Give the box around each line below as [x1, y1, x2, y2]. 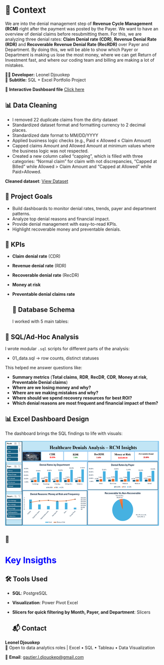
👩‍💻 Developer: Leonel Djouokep [5, 71, 70, 77]
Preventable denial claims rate [12, 291, 75, 297]
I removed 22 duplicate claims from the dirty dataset [12, 117, 118, 122]
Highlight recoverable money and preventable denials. [12, 226, 121, 232]
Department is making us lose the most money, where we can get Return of [5, 51, 157, 58]
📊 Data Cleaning [5, 101, 57, 110]
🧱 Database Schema [12, 306, 75, 314]
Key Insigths [5, 555, 57, 566]
